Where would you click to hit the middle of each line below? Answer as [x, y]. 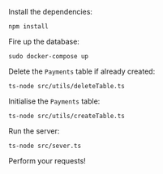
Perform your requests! [47, 161]
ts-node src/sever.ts [45, 146]
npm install [28, 27]
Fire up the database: [44, 41]
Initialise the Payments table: [54, 101]
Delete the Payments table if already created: [82, 71]
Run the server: [34, 131]
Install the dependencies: [51, 12]
